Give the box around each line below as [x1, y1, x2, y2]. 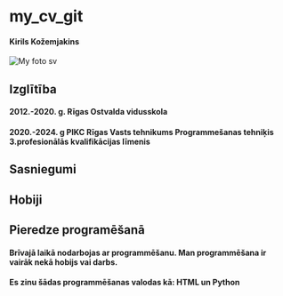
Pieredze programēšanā [9, 222, 145, 237]
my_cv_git [9, 6, 84, 27]
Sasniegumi [9, 162, 77, 177]
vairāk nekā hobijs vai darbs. [9, 256, 118, 268]
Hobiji [9, 192, 43, 207]
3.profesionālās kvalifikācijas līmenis [9, 136, 151, 147]
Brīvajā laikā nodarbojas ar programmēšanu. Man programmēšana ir [9, 247, 267, 258]
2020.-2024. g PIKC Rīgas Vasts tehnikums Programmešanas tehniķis [9, 126, 274, 137]
